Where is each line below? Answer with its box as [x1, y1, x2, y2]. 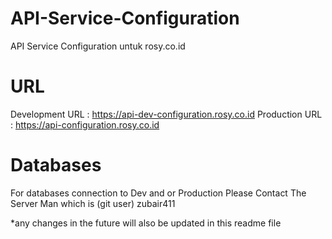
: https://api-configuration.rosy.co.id [10, 118, 160, 131]
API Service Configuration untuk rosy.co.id [10, 40, 186, 52]
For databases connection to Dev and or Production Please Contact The [10, 187, 307, 199]
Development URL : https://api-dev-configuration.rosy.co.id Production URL [10, 108, 323, 120]
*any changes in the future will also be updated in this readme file [10, 217, 282, 229]
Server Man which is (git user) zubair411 [10, 197, 176, 209]
